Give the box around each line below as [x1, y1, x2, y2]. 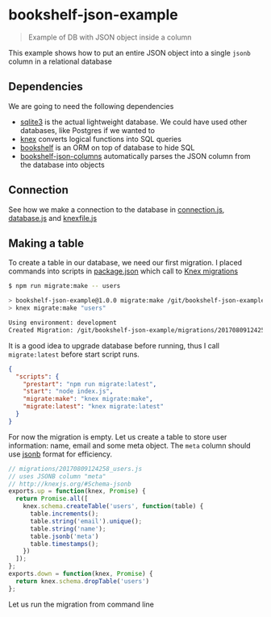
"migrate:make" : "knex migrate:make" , [23, 395, 153, 403]
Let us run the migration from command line [8, 599, 155, 609]
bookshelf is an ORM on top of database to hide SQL [19, 143, 195, 152]
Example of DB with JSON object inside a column [27, 32, 192, 42]
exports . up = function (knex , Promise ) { [8, 487, 147, 495]
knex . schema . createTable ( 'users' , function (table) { [23, 502, 204, 511]
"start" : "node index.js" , [23, 387, 114, 396]
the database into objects [19, 160, 105, 169]
